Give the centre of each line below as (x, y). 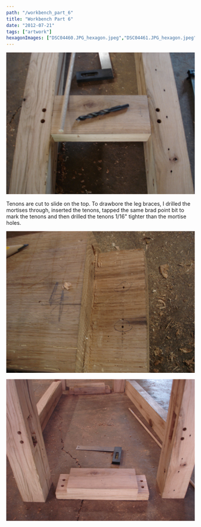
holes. (14, 223)
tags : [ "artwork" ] (29, 32)
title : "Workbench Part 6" (40, 19)
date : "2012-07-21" (31, 25)
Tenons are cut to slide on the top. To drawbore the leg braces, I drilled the (98, 204)
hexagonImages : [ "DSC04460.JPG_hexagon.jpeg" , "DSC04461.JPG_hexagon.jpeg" (101, 38)
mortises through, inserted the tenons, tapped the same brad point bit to (95, 210)
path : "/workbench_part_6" (40, 13)
